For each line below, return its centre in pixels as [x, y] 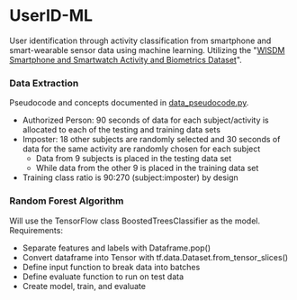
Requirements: [36, 230]
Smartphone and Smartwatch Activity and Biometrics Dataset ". [126, 59]
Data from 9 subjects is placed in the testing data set [134, 159]
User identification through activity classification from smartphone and [140, 41]
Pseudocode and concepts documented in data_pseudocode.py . [129, 103]
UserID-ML [51, 16]
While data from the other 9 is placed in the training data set [147, 168]
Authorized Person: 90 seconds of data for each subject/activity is [145, 120]
